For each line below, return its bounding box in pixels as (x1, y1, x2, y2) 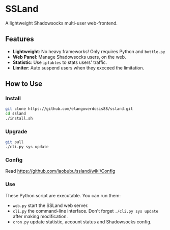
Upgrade (5, 128, 27, 135)
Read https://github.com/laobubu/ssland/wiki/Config (5, 168, 116, 174)
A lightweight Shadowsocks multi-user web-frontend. (5, 20, 118, 26)
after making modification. (12, 213, 68, 219)
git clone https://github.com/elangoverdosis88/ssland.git (5, 106, 133, 111)
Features (5, 35, 34, 43)
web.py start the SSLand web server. (12, 202, 89, 209)
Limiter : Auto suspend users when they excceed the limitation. (12, 64, 145, 71)
